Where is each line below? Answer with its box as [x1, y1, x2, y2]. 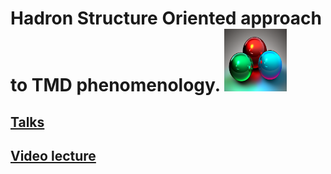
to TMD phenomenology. [10, 74, 221, 97]
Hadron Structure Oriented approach [10, 7, 323, 30]
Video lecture [10, 147, 97, 164]
